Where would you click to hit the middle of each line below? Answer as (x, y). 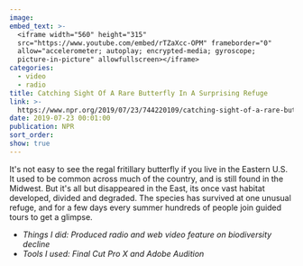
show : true (30, 143)
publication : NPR (42, 127)
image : (22, 18)
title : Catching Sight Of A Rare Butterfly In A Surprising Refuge (139, 93)
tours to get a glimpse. (51, 216)
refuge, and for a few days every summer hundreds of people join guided (146, 207)
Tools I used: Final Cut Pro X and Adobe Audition (113, 253)
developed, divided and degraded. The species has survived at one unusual (150, 197)
